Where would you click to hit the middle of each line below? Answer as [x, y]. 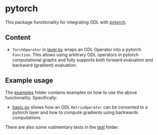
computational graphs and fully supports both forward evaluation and [83, 60]
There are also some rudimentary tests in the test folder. [62, 127]
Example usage [29, 81]
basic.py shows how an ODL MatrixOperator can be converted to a [80, 107]
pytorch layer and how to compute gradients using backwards [75, 112]
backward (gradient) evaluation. [45, 65]
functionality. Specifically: [31, 97]
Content [18, 38]
